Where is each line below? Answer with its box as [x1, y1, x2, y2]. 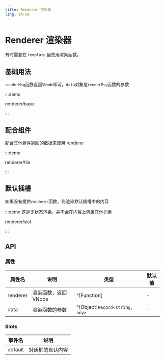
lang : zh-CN [5, 12, 29, 17]
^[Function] [76, 292, 103, 298]
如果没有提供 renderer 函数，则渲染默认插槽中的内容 [5, 198, 109, 204]
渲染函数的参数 [32, 306, 67, 313]
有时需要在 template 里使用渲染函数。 [5, 52, 82, 58]
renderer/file [5, 160, 30, 165]
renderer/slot [5, 219, 32, 225]
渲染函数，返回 [32, 289, 67, 296]
